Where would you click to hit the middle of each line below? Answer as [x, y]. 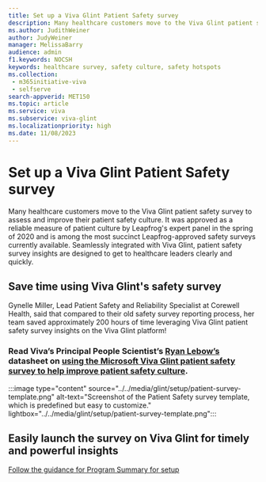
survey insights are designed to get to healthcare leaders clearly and [120, 253]
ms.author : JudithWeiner [49, 30]
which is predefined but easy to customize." [80, 405]
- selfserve [31, 89]
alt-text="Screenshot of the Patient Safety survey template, [153, 397]
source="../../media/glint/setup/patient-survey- [165, 388]
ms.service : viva [37, 112]
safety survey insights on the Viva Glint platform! [87, 331]
